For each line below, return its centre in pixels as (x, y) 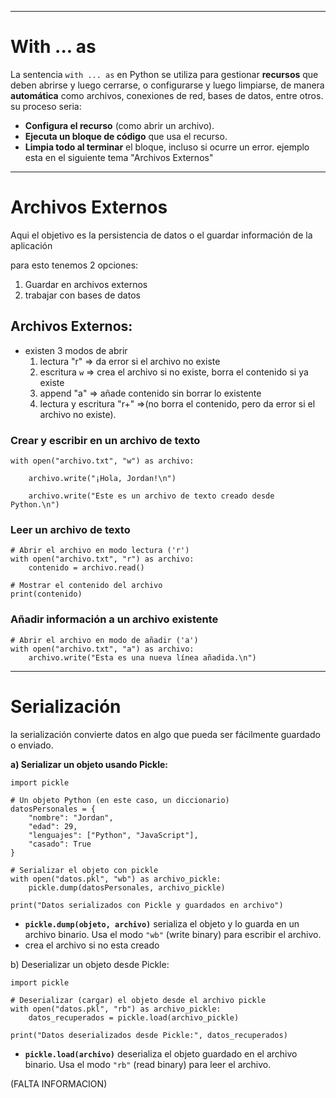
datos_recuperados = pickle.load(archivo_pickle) (134, 1017)
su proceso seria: (46, 106)
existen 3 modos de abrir (76, 350)
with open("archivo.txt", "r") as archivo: (102, 559)
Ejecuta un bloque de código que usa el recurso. (126, 136)
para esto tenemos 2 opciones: (74, 265)
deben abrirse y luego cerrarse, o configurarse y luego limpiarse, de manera (167, 85)
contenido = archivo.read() (86, 568)
